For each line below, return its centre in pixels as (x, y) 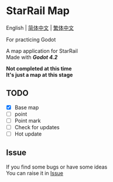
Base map (27, 107)
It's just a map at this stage (40, 75)
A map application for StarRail (42, 50)
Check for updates (37, 127)
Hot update (28, 134)
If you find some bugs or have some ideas (57, 167)
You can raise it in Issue (35, 173)
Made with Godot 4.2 (32, 57)
